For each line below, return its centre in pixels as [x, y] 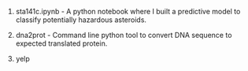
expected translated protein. [61, 43]
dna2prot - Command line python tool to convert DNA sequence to [124, 35]
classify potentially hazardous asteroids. [81, 20]
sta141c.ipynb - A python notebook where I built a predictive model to [128, 11]
